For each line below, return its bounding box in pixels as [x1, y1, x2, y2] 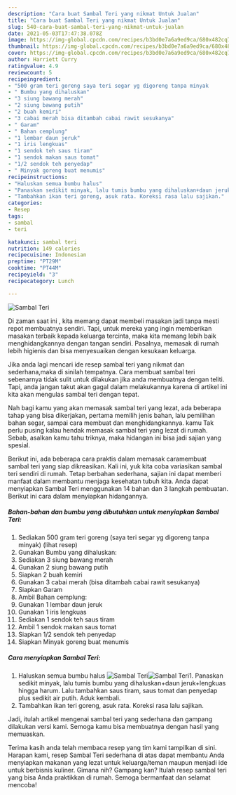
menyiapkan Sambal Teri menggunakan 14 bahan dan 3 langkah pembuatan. [8, 484, 229, 492]
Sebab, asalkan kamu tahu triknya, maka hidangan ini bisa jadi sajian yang [8, 433, 221, 442]
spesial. [8, 440, 31, 449]
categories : [8, 199, 43, 207]
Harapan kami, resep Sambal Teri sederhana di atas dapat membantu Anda [8, 751, 225, 759]
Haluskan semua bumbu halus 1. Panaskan [18, 671, 223, 680]
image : [8, 37, 27, 44]
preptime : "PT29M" [8, 258, 62, 265]
